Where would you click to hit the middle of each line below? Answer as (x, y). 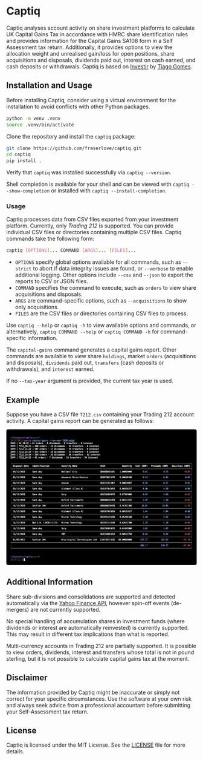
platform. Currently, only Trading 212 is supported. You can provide (90, 226)
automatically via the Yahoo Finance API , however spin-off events (88, 603)
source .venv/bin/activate (40, 125)
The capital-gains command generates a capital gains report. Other (92, 350)
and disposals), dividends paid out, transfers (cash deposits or (85, 363)
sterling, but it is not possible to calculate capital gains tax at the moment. (98, 658)
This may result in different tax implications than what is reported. (88, 634)
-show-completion (28, 191)
